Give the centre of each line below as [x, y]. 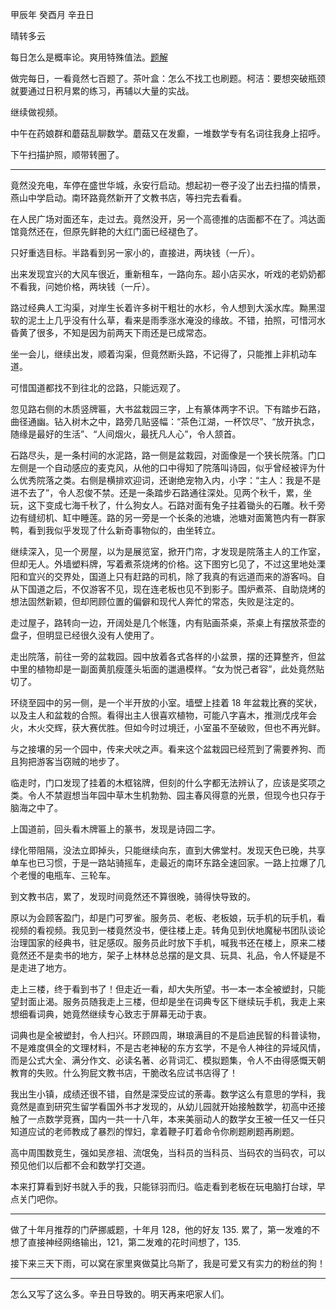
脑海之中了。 [36, 807]
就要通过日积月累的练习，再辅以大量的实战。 [102, 91]
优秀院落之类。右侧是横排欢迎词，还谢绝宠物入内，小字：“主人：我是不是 [170, 480]
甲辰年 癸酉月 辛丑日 [52, 14]
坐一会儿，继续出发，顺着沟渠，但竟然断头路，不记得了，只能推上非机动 [159, 354]
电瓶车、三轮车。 [80, 875]
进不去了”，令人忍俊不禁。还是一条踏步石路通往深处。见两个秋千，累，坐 [161, 492]
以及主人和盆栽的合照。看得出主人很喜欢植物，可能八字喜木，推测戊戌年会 [163, 715]
